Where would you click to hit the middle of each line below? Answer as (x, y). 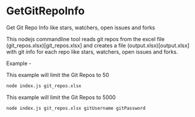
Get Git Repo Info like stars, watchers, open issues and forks (81, 27)
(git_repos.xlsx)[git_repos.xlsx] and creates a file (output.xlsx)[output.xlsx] (98, 45)
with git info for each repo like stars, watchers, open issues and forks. (92, 51)
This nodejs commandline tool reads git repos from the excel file (86, 39)
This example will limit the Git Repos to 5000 (61, 97)
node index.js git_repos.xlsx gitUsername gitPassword (76, 108)
